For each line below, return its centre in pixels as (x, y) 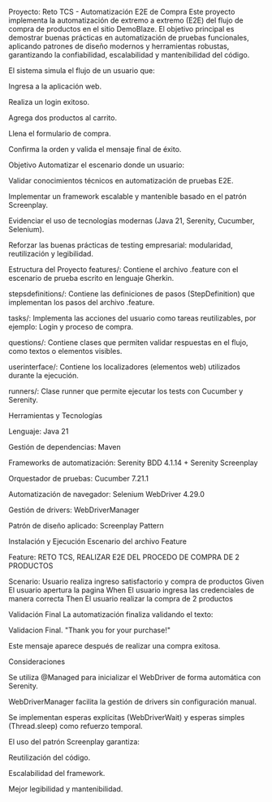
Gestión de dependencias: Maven (65, 447)
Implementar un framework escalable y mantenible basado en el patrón (128, 196)
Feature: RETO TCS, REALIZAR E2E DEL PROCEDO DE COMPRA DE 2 (124, 557)
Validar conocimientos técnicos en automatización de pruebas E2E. (121, 181)
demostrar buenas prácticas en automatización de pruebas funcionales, (129, 37)
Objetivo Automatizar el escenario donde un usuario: (97, 165)
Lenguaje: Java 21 (39, 431)
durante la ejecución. (44, 375)
